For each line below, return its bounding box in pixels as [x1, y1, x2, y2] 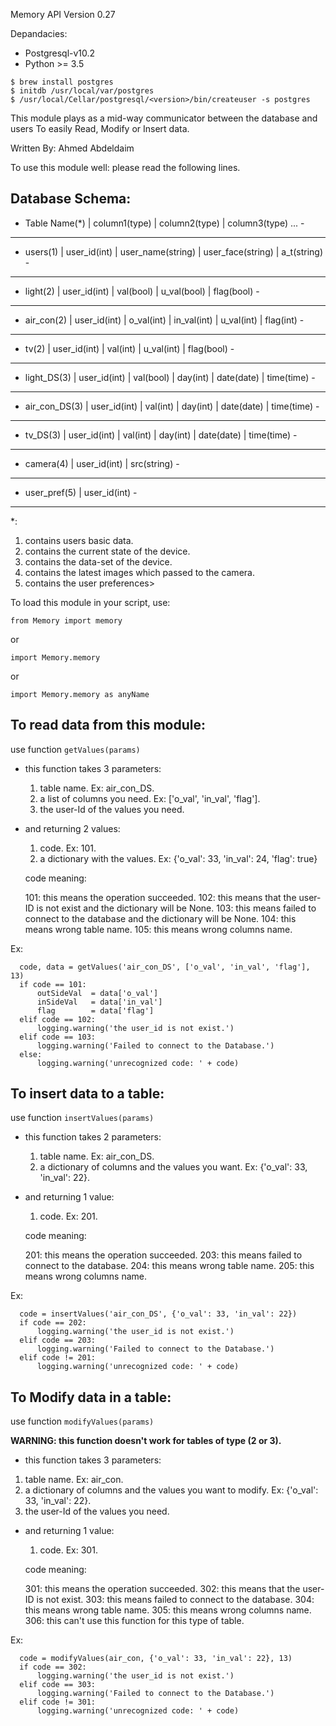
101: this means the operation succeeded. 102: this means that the [24, 891, 297, 903]
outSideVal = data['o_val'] [36, 988, 159, 998]
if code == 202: [19, 1318, 87, 1328]
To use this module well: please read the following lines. [10, 162, 241, 173]
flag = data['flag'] [36, 1005, 155, 1016]
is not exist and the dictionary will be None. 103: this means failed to [36, 902, 317, 914]
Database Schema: [10, 190, 132, 208]
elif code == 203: [19, 1335, 97, 1346]
